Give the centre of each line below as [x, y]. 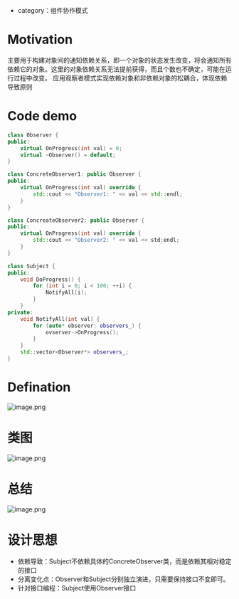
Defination [39, 387]
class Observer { [33, 135]
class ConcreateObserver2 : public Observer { [76, 220]
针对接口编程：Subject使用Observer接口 [77, 588]
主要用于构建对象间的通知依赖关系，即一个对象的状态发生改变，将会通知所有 [119, 60]
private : [20, 312]
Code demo [42, 116]
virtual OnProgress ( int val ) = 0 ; [71, 148]
